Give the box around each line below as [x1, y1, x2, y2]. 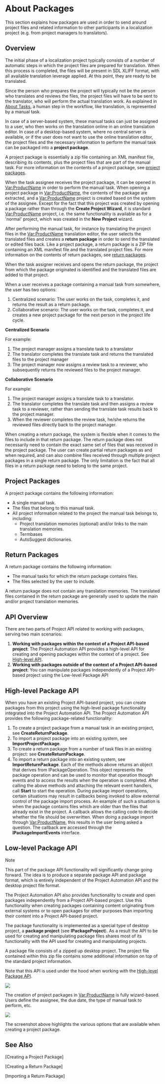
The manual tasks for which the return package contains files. [12, 573, 138, 579]
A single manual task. [12, 499, 56, 506]
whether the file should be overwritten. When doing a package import [12, 814, 154, 820]
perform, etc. [5, 1002, 32, 1008]
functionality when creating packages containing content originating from [5, 902, 154, 908]
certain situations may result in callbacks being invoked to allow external [12, 793, 160, 799]
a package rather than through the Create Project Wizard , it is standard [5, 205, 151, 211]
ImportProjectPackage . [12, 741, 61, 747]
